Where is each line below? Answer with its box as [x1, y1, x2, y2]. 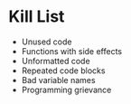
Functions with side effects [21, 45, 123, 56]
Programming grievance [21, 84, 112, 95]
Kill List [8, 6, 65, 27]
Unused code [21, 36, 72, 47]
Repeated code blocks [21, 65, 106, 76]
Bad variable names [21, 74, 96, 85]
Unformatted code [21, 55, 91, 66]
